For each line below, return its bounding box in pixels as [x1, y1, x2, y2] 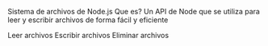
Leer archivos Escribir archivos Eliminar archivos [7, 31, 170, 40]
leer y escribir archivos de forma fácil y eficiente [7, 15, 169, 25]
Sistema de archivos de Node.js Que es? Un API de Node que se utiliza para [7, 7, 260, 16]
